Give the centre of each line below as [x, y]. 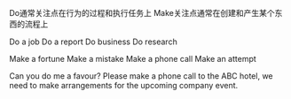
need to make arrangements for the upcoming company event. [124, 85]
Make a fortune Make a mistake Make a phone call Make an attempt [133, 59]
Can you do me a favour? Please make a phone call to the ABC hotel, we [141, 76]
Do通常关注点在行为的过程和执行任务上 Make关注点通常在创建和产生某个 [142, 13]
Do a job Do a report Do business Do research [93, 42]
